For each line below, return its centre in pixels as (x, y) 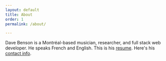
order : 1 (14, 19)
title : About (19, 15)
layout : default (22, 10)
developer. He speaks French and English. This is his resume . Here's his (80, 48)
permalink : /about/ (26, 24)
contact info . (18, 53)
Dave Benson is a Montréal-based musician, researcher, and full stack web (83, 43)
